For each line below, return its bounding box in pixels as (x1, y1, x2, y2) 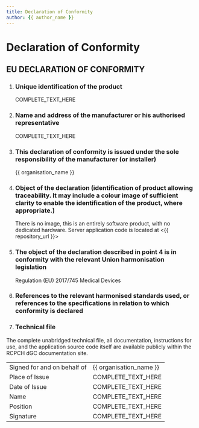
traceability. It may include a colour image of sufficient (14, 191, 178, 200)
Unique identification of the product (14, 83, 122, 90)
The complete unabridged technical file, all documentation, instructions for (6, 336, 192, 344)
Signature (9, 412, 37, 420)
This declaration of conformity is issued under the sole (14, 147, 179, 156)
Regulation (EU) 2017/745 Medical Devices (14, 277, 121, 284)
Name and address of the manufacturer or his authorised (14, 111, 186, 119)
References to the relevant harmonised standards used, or (14, 292, 190, 300)
